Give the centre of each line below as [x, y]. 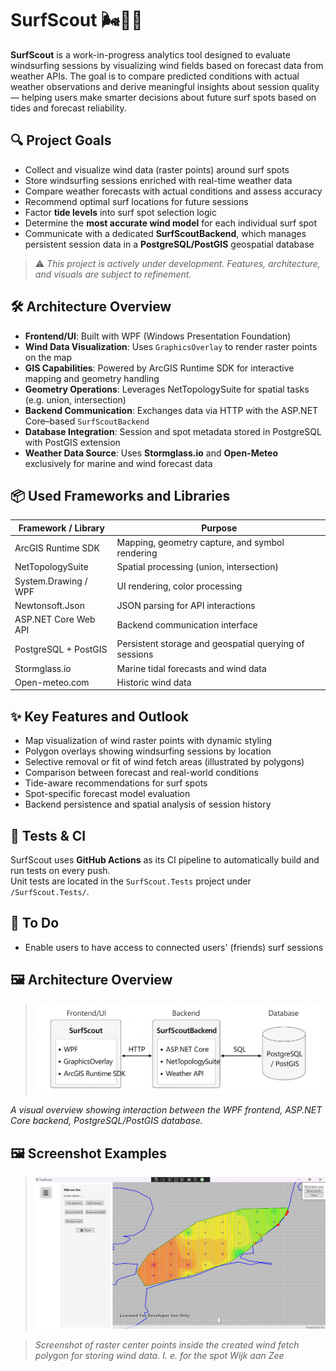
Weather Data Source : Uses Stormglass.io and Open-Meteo [151, 453]
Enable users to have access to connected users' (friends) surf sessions [174, 947]
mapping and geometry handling [92, 378]
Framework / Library [61, 528]
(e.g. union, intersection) [75, 399]
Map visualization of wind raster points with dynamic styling [148, 741]
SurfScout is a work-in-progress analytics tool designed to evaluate [150, 54]
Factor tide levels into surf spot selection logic [120, 212]
